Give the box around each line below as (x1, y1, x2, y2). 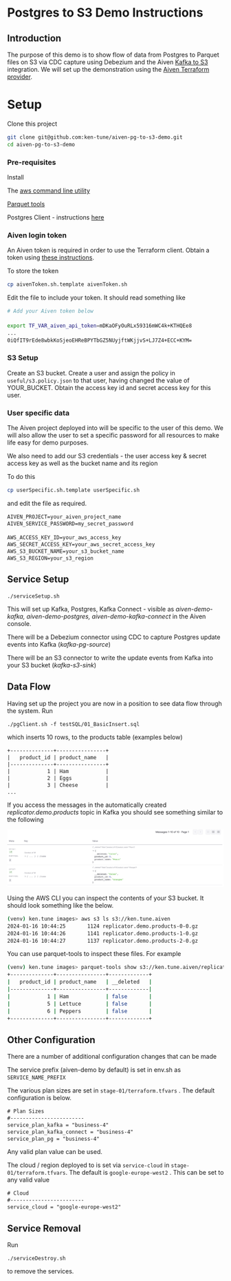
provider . (7, 72, 33, 81)
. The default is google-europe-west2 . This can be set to (65, 1168, 224, 1177)
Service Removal (7, 1222, 81, 1234)
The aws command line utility (7, 186, 91, 195)
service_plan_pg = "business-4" (7, 1135, 100, 1143)
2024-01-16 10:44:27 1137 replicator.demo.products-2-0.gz (7, 937, 198, 944)
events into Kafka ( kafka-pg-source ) (7, 640, 111, 648)
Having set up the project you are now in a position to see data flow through (7, 699, 222, 707)
